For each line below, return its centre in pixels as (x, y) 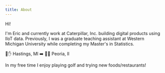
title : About (19, 10)
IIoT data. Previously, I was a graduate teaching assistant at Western (75, 38)
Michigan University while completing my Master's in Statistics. (70, 44)
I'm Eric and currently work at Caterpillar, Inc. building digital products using (82, 33)
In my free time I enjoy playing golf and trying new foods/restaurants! (76, 65)
